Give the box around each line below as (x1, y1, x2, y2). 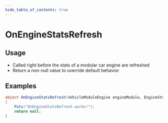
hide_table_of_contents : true (5, 7, 68, 12)
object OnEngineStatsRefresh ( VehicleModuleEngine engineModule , (5, 95, 142, 100)
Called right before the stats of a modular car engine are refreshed (12, 62, 150, 68)
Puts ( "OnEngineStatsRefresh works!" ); (14, 104, 95, 109)
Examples (5, 82, 36, 90)
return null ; (14, 109, 41, 114)
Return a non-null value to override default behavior (12, 67, 119, 73)
